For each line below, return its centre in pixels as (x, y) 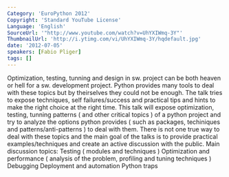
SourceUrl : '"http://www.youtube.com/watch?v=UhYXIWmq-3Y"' (95, 33)
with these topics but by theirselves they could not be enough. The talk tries (115, 92)
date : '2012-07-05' (35, 45)
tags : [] (20, 59)
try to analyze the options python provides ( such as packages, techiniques (114, 122)
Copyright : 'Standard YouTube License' (64, 20)
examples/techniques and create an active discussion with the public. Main (113, 144)
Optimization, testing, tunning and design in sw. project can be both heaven (114, 78)
